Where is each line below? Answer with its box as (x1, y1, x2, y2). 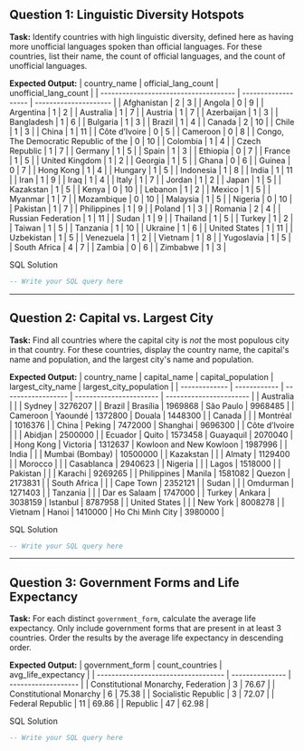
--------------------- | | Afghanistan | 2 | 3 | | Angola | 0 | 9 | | (34, 97, 264, 108)
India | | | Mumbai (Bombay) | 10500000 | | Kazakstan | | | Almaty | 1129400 (9, 448, 290, 459)
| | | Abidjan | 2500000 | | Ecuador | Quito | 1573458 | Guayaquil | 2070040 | (9, 429, 294, 440)
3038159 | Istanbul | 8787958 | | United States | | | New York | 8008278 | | (9, 496, 285, 507)
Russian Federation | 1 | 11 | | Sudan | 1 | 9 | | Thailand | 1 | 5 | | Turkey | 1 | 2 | (9, 212, 294, 223)
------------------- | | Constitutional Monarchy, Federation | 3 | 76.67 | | (9, 679, 276, 690)
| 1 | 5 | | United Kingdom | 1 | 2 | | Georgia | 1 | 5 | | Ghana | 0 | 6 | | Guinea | (9, 154, 291, 166)
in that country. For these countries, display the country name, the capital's (9, 344, 290, 355)
